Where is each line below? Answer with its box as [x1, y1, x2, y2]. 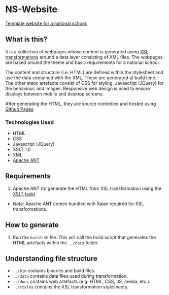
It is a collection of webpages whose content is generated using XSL [5, 48, 149, 54]
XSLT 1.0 [12, 146, 31, 153]
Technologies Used [5, 118, 54, 125]
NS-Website [5, 4, 58, 15]
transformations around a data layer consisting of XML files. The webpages [5, 54, 163, 60]
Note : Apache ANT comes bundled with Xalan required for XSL [12, 201, 144, 207]
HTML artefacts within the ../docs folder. [12, 240, 99, 246]
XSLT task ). [12, 190, 37, 196]
